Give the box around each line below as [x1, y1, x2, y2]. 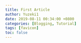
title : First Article [5, 7, 50, 12]
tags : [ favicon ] [5, 26, 39, 31]
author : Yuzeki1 [5, 12, 39, 17]
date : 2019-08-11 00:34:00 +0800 [5, 16, 75, 21]
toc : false [5, 30, 28, 35]
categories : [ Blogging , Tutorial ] [5, 21, 77, 26]
